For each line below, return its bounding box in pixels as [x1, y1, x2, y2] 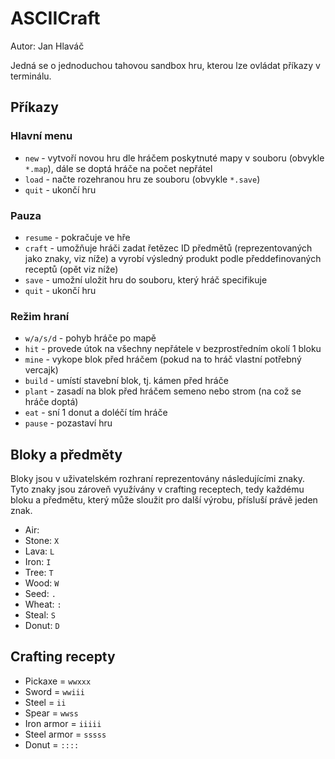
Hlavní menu [10, 129, 73, 143]
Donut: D [24, 620, 60, 632]
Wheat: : [24, 598, 62, 611]
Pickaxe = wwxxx [24, 675, 92, 687]
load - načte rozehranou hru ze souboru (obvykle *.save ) [24, 173, 261, 185]
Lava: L [24, 545, 55, 557]
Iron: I [24, 556, 52, 568]
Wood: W [24, 577, 60, 589]
